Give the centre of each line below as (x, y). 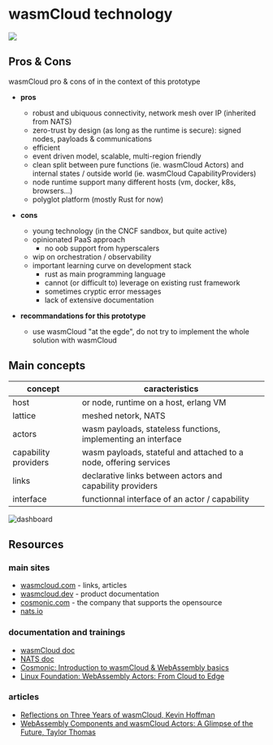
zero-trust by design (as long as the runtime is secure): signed (136, 130)
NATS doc (37, 659)
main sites (29, 568)
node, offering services (126, 462)
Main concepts (47, 366)
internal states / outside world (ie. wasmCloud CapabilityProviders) (144, 173)
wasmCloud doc (48, 650)
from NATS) (52, 121)
